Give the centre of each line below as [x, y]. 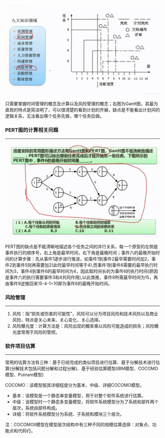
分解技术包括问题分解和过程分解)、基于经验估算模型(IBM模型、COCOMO [85, 369]
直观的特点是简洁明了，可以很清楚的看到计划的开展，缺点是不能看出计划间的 [82, 110]
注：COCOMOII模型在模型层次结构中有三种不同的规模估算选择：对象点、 [79, 425]
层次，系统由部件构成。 [36, 408]
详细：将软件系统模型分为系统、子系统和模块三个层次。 [68, 414]
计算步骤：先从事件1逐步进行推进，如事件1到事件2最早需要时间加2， [82, 259]
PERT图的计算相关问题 [32, 130]
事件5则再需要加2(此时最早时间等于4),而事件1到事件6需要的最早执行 [85, 265]
